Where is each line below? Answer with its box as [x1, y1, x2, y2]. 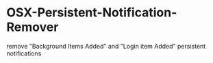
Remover [6, 19, 59, 35]
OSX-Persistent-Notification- [6, 5, 177, 21]
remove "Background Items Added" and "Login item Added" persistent [6, 42, 206, 50]
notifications [6, 49, 42, 58]
